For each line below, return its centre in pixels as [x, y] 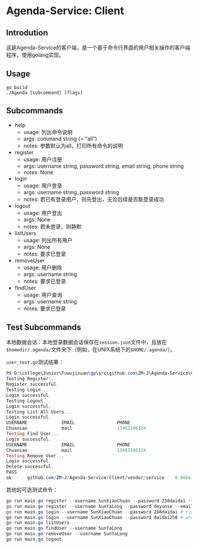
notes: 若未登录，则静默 [52, 226]
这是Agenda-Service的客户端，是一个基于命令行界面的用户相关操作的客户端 [98, 48]
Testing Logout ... [29, 401]
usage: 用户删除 [43, 268]
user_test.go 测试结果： [35, 362]
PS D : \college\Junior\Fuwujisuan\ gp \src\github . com [71, 373]
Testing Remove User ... [35, 456]
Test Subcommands [44, 327]
